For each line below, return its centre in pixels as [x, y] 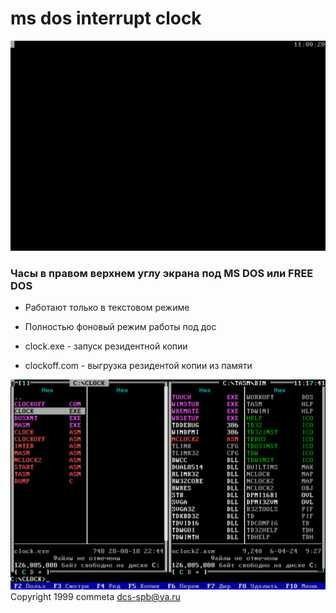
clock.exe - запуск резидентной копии [106, 346]
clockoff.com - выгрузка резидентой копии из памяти [138, 365]
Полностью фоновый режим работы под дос [120, 326]
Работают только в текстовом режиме [107, 307]
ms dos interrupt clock [106, 18]
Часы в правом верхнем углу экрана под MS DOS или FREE [162, 273]
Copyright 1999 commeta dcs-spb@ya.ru [95, 596]
